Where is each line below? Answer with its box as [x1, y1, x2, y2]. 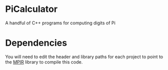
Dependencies [5, 37, 67, 49]
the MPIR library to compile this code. [5, 59, 83, 65]
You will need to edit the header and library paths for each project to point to [5, 54, 163, 60]
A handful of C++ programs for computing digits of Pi [5, 20, 116, 26]
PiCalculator [5, 3, 58, 15]
